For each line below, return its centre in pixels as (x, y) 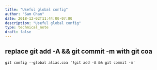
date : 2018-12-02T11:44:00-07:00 (39, 18)
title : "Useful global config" (37, 9)
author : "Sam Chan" (25, 14)
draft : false (18, 32)
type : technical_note (27, 28)
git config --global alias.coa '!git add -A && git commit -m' (70, 63)
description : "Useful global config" (43, 23)
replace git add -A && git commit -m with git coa (79, 51)
